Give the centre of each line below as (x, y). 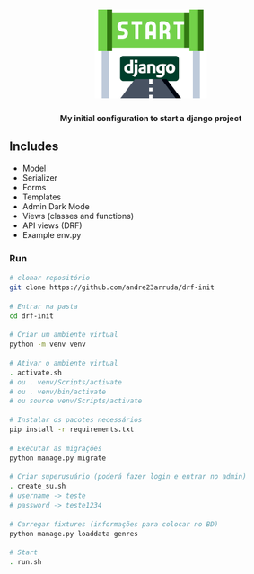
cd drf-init (31, 316)
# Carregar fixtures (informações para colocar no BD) (114, 524)
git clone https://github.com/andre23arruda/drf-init (112, 287)
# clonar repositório (50, 278)
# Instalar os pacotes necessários (76, 420)
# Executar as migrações (56, 448)
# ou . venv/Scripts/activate (66, 382)
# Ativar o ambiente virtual (64, 363)
